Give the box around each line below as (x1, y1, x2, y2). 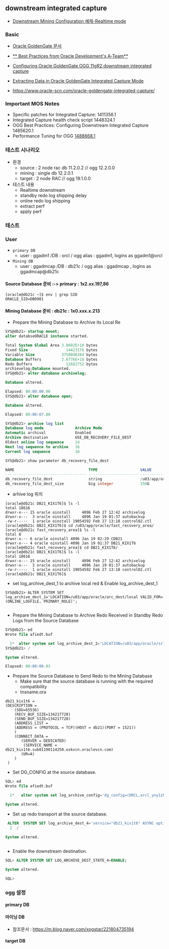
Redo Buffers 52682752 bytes (5, 361, 98, 367)
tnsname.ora (20, 689, 46, 695)
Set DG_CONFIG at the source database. (12, 769, 97, 775)
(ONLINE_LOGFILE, (5, 599, 42, 604)
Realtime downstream (20, 187, 65, 193)
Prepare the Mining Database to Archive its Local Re (12, 319, 121, 325)
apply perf (20, 208, 42, 214)
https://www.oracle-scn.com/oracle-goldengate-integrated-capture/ (12, 88, 155, 94)
